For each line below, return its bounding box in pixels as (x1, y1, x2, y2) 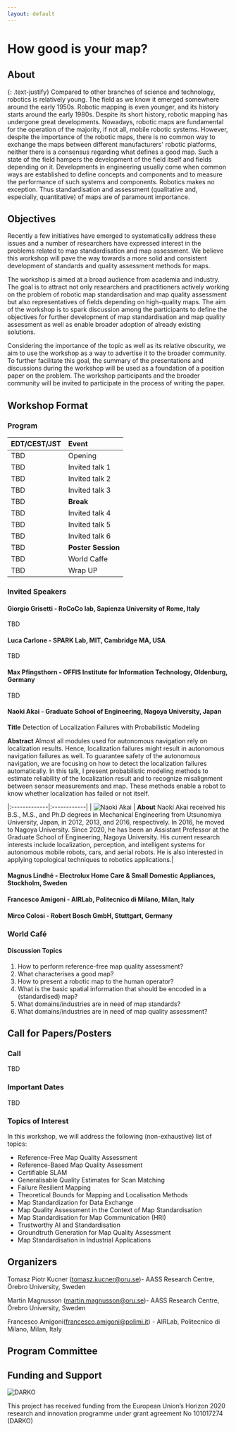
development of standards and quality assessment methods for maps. (7, 262, 211, 270)
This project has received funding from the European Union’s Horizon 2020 (7, 1402, 225, 1411)
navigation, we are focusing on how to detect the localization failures (7, 759, 207, 767)
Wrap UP (68, 565, 98, 575)
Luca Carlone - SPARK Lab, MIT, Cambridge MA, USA (7, 636, 166, 645)
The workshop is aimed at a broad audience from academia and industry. (7, 275, 220, 284)
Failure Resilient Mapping (17, 1183, 92, 1192)
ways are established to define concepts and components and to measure (7, 170, 223, 179)
